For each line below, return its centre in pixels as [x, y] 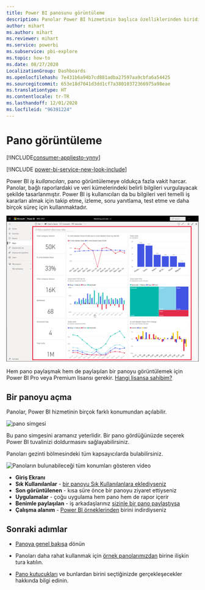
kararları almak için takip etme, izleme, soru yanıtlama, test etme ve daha [98, 200]
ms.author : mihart [30, 32]
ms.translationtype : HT [37, 90]
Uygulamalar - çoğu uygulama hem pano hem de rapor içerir [92, 497]
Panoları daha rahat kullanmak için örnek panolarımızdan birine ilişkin [102, 556]
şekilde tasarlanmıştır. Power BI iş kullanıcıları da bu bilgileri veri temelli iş [98, 194]
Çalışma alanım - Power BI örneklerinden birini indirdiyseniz [91, 510]
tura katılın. [29, 563]
